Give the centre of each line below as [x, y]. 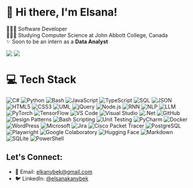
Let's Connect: [34, 157]
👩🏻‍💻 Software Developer [37, 29]
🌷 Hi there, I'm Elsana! [62, 12]
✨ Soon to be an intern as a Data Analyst [57, 41]
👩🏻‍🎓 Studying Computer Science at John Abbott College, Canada [87, 35]
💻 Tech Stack [41, 80]
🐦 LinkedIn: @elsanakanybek [52, 178]
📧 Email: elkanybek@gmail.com [54, 172]
